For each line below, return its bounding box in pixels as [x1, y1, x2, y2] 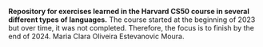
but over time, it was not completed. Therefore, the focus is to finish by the [8, 23, 254, 32]
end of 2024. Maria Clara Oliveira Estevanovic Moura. [8, 31, 185, 41]
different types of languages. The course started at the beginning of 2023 [8, 15, 256, 24]
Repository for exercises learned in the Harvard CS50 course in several [8, 7, 250, 16]
